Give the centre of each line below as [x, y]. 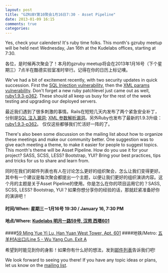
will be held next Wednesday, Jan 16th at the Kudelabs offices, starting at [80, 48]
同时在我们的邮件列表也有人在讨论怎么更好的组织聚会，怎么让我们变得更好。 [84, 171]
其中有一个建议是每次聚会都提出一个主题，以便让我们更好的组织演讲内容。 [82, 177]
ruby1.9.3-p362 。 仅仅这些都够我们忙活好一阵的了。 [59, 124]
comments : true [21, 24]
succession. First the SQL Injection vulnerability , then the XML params [77, 85]
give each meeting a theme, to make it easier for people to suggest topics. [82, 145]
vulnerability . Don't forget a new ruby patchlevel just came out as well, [77, 91]
